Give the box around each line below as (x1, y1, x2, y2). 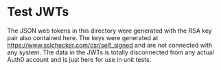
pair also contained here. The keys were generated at (7, 33, 159, 41)
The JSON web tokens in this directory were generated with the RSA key (7, 27, 213, 35)
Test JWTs (7, 4, 69, 20)
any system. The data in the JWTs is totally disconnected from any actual (7, 48, 214, 56)
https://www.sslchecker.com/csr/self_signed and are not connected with (7, 41, 213, 49)
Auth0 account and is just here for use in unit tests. (7, 55, 152, 63)
